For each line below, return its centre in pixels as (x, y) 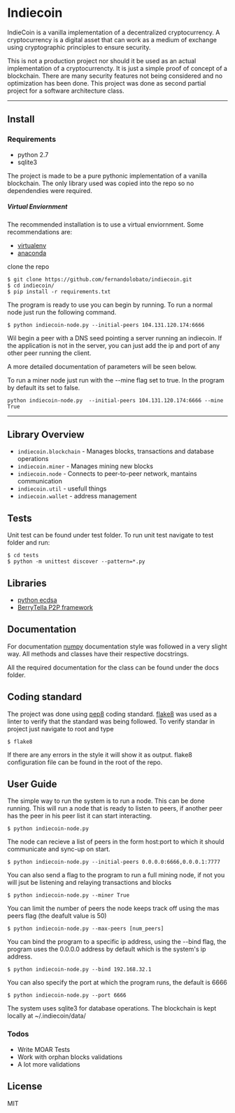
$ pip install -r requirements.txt (59, 292)
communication (40, 481)
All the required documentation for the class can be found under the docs (113, 667)
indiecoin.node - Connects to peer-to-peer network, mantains (107, 474)
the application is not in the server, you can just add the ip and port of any (114, 345)
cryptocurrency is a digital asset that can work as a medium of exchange (112, 39)
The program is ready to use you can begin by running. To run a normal (110, 305)
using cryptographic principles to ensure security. (79, 47)
